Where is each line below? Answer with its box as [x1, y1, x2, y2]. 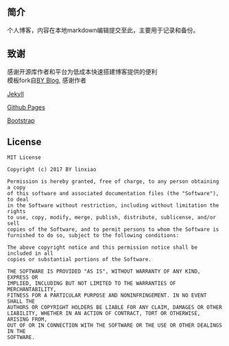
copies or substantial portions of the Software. [7, 256, 152, 263]
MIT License [7, 154, 41, 161]
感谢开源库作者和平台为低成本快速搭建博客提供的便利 [7, 67, 158, 75]
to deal [7, 196, 29, 203]
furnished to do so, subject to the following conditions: [7, 232, 180, 239]
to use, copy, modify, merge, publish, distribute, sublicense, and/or [7, 214, 216, 221]
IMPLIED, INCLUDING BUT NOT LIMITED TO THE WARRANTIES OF [7, 280, 176, 287]
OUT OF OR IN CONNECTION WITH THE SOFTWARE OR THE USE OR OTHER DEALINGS [7, 322, 223, 329]
